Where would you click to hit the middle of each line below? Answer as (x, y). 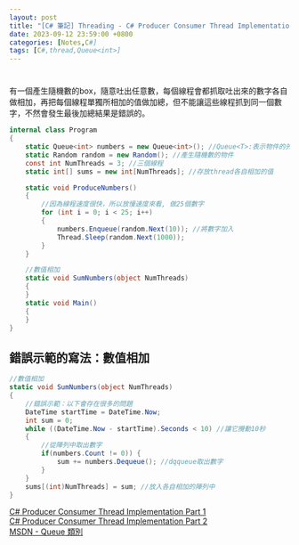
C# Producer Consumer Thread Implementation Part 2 (109, 521)
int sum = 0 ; (49, 420)
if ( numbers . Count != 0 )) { (91, 454)
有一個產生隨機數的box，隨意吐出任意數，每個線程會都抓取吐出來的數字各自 (149, 91)
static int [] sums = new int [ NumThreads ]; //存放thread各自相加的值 (149, 171)
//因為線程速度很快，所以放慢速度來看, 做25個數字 (123, 204)
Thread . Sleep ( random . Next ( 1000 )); (121, 237)
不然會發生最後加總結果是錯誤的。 (87, 113)
